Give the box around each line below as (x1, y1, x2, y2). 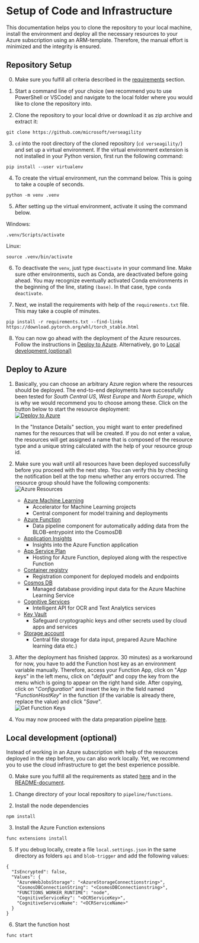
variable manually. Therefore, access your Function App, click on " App (14, 666, 188, 673)
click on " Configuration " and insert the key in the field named (14, 685, 165, 692)
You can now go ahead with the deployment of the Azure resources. (14, 334, 182, 341)
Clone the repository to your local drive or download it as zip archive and (14, 111, 192, 118)
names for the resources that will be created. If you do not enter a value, (14, 429, 191, 436)
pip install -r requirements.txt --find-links (6, 319, 123, 325)
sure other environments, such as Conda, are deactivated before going (14, 271, 188, 278)
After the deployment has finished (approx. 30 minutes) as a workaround (14, 653, 192, 661)
